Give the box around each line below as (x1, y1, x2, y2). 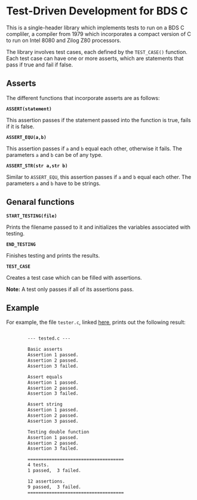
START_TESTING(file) (6, 213, 58, 219)
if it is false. (6, 123, 35, 130)
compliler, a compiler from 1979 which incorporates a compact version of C (6, 30, 192, 37)
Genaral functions (6, 197, 75, 207)
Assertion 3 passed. (27, 418, 79, 424)
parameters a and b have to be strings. (6, 180, 101, 187)
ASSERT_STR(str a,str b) (6, 163, 68, 169)
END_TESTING (6, 241, 36, 247)
